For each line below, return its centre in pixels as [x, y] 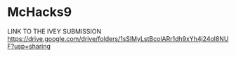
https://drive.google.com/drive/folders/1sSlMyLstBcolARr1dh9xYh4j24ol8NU [118, 38]
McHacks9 [40, 12]
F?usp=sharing [29, 46]
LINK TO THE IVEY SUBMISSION [54, 31]
